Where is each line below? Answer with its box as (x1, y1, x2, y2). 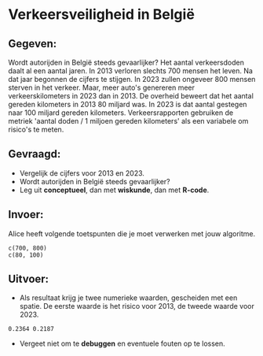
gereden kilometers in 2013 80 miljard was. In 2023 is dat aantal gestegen (8, 100, 247, 109)
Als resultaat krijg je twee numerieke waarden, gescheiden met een (19, 293, 238, 302)
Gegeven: (8, 37, 57, 50)
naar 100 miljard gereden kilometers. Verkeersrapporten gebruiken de (8, 108, 234, 117)
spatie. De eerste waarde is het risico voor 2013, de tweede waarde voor (19, 302, 255, 311)
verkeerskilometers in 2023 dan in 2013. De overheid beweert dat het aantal (8, 91, 254, 100)
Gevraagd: (8, 147, 61, 161)
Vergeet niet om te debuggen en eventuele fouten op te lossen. (19, 339, 225, 348)
